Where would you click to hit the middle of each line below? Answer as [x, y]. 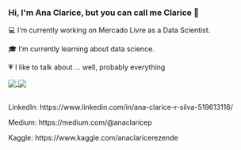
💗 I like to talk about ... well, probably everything [87, 67]
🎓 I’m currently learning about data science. [81, 49]
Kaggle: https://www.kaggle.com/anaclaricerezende [93, 138]
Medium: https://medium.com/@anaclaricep [80, 122]
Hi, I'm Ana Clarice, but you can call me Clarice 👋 [104, 13]
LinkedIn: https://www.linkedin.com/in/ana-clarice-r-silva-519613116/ [121, 107]
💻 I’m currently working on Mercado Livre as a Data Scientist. [109, 30]
